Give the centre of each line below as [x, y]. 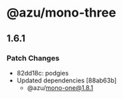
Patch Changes [33, 58]
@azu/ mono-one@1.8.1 [60, 87]
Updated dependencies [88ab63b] [66, 80]
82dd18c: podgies [43, 73]
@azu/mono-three [61, 13]
